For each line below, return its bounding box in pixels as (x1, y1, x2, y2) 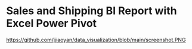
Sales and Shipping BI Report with (6, 4, 177, 18)
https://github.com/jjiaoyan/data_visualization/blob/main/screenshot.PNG (6, 36, 186, 43)
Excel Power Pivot (6, 17, 97, 30)
